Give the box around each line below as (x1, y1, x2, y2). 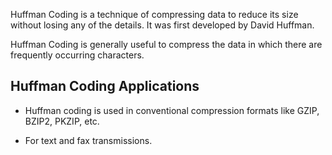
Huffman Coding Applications (10, 78, 200, 95)
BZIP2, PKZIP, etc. (24, 115, 100, 127)
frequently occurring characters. (10, 49, 145, 61)
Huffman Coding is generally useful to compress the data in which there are (10, 39, 323, 50)
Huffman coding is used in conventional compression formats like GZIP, (24, 104, 320, 116)
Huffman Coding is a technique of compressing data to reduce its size (10, 9, 299, 20)
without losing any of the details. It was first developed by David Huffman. (10, 19, 315, 31)
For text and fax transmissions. (24, 134, 153, 146)
